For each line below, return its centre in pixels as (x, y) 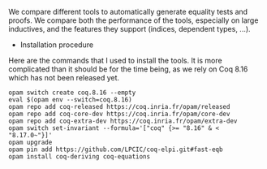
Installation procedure (57, 45)
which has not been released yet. (64, 78)
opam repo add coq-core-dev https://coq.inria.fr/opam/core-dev (119, 114)
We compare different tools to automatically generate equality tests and (128, 12)
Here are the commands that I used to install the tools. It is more (115, 61)
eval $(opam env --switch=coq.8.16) (70, 100)
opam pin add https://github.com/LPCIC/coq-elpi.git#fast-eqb (116, 149)
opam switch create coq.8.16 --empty (72, 93)
